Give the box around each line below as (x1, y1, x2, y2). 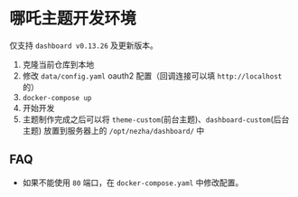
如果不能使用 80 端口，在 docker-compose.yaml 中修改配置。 (22, 177, 244, 188)
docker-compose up (22, 93, 92, 102)
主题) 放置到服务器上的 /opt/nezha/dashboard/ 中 (22, 125, 205, 136)
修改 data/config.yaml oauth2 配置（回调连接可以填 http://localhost (22, 70, 283, 81)
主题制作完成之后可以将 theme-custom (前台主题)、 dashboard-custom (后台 (22, 114, 290, 125)
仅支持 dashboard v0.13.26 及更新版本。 (9, 40, 158, 51)
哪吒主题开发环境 (9, 8, 137, 29)
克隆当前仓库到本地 (22, 59, 95, 70)
